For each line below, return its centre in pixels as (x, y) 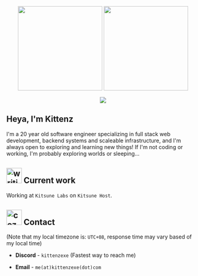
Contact (39, 222)
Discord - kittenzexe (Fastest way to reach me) (75, 255)
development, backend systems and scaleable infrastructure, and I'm (94, 140)
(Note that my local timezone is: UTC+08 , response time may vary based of (99, 237)
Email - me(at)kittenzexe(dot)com (58, 267)
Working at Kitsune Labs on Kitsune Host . (59, 195)
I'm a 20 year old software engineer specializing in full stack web (88, 134)
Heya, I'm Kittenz (40, 119)
